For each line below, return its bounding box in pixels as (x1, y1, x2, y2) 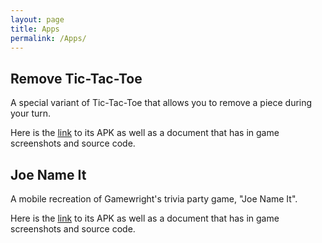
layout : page (10, 14, 65, 25)
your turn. (10, 107, 52, 120)
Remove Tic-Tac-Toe (10, 70, 143, 87)
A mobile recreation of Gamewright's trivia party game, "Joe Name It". (10, 193, 298, 205)
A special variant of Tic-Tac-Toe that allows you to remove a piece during (10, 97, 313, 109)
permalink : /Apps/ (10, 33, 87, 43)
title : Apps (10, 24, 60, 34)
